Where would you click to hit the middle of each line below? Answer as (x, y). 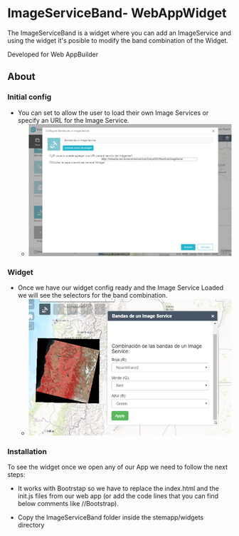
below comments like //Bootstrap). (68, 504)
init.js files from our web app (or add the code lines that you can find (118, 496)
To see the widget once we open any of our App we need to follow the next (118, 467)
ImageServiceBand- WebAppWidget (117, 13)
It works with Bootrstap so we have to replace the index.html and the (118, 489)
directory (31, 525)
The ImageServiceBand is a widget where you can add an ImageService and (119, 33)
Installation (27, 451)
